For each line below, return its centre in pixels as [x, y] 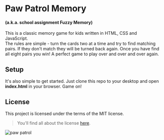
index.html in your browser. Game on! [44, 87]
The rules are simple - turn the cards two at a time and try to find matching [80, 44]
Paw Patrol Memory [46, 9]
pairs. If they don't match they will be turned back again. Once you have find [82, 49]
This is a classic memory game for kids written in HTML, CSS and [71, 33]
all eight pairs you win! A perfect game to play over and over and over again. [82, 54]
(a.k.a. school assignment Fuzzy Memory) [49, 22]
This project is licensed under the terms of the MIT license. [64, 114]
